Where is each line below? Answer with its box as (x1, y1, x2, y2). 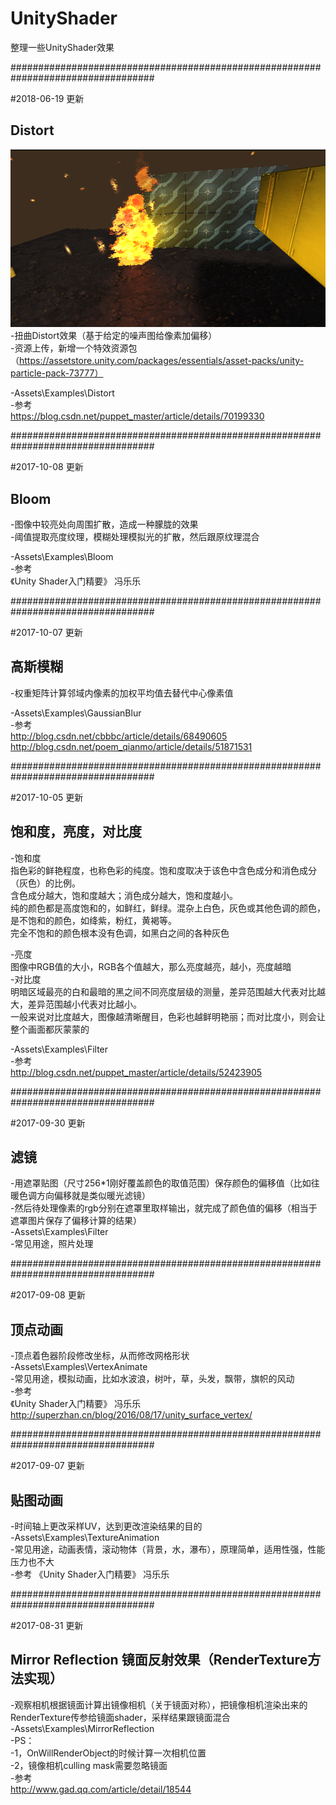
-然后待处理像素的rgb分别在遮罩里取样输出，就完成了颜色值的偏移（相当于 (10, 1202, 318, 1214)
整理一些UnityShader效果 (10, 41, 115, 53)
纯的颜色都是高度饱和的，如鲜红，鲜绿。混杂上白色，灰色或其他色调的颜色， (10, 902, 326, 914)
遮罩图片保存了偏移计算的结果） (10, 1215, 142, 1227)
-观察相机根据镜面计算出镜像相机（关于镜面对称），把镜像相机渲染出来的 (10, 1698, 308, 1711)
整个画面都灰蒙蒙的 (10, 1023, 90, 1035)
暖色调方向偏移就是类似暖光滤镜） (10, 1190, 151, 1202)
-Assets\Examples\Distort (10, 387, 115, 399)
